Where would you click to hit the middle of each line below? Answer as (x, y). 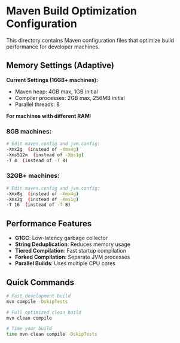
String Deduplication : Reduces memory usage (72, 244)
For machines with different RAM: (49, 116)
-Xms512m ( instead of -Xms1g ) (45, 155)
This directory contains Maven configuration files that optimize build (90, 40)
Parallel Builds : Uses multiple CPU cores (65, 263)
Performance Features (49, 224)
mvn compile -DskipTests (37, 301)
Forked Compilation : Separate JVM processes (72, 257)
